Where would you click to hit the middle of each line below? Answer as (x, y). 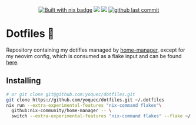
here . (12, 62)
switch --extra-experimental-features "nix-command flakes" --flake (97, 116)
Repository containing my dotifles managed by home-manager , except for (96, 50)
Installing (24, 81)
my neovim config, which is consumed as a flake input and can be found (94, 56)
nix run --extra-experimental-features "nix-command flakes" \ (84, 105)
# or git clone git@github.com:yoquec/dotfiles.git (71, 94)
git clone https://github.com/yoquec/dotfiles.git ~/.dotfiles (85, 100)
